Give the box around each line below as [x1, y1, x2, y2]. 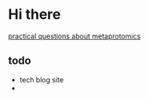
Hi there [8, 5, 61, 24]
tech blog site [19, 74, 64, 84]
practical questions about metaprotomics [8, 31, 141, 41]
